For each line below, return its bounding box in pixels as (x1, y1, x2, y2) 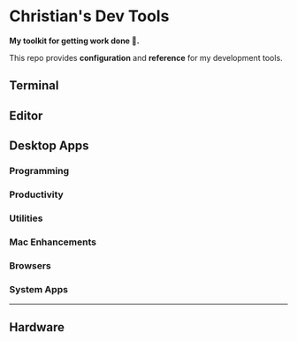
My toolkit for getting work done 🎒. (9, 35, 140, 46)
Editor (9, 108, 43, 123)
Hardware (9, 320, 65, 335)
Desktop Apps (9, 139, 90, 154)
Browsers (9, 259, 51, 271)
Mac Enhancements (9, 236, 97, 248)
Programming (9, 165, 69, 178)
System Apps (9, 283, 69, 295)
